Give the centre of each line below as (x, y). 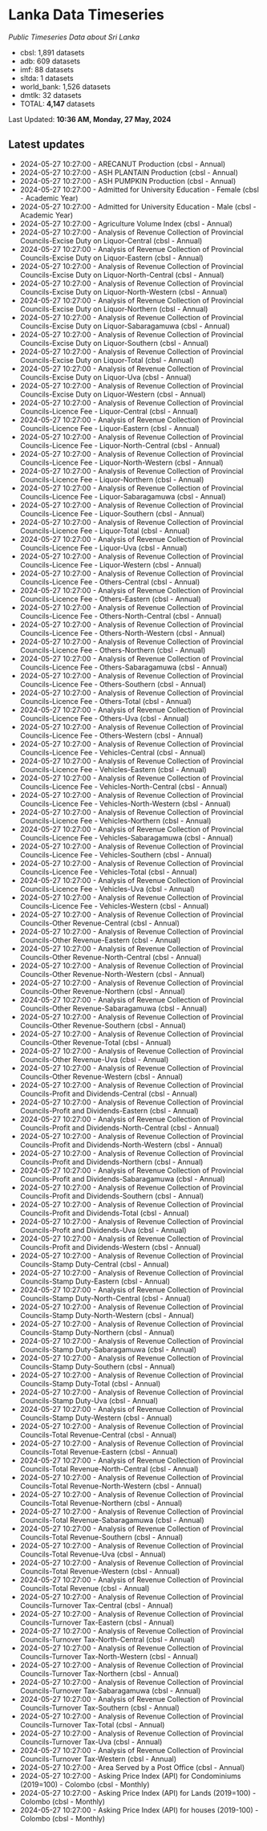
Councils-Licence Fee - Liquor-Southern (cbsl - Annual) (112, 513)
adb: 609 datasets (50, 61)
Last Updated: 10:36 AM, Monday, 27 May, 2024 (90, 119)
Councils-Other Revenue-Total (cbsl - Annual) (95, 1042)
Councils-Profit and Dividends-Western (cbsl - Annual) (110, 1247)
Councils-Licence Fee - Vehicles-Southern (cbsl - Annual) (116, 854)
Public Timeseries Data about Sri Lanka (74, 37)
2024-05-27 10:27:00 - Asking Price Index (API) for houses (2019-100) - (139, 1810)
